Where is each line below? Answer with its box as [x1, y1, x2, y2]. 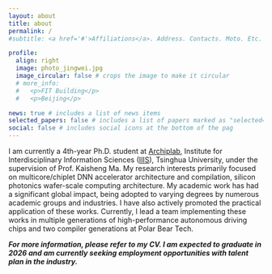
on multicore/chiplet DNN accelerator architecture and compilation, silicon [8, 172, 257, 182]
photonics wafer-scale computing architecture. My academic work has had [8, 181, 259, 191]
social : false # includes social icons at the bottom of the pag [8, 124, 233, 132]
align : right [15, 57, 60, 65]
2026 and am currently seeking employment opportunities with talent [8, 248, 249, 258]
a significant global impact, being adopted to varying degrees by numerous [8, 190, 259, 199]
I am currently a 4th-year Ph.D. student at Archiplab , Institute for [8, 147, 223, 156]
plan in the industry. [8, 257, 79, 266]
